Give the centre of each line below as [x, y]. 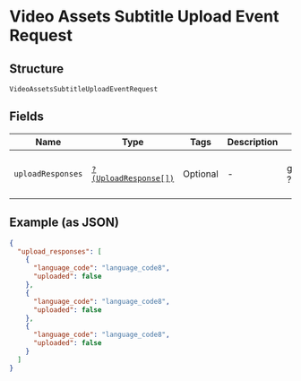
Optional [201, 174]
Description [253, 142]
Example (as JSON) [64, 223]
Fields [27, 117]
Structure [37, 69]
